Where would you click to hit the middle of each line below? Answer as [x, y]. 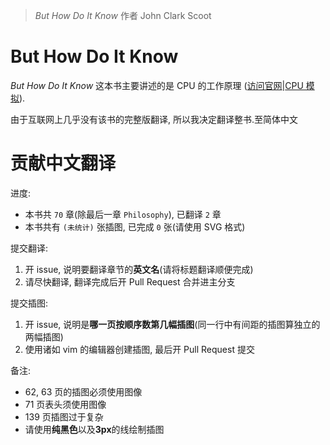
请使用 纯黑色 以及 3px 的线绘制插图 [94, 429]
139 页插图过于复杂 [64, 416]
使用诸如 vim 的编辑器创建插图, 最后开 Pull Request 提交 [139, 349]
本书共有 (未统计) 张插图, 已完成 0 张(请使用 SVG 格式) [135, 226]
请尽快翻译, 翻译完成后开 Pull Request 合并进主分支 [130, 281]
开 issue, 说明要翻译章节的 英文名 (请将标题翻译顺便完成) [139, 269]
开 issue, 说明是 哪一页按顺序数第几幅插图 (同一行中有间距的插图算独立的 [172, 324]
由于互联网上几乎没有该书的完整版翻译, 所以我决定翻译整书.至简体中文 [154, 119]
